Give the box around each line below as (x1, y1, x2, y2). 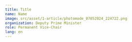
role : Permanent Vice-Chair (5, 25, 62, 30)
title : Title (5, 7, 32, 12)
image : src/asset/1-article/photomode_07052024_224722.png (5, 16, 128, 21)
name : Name (5, 12, 27, 16)
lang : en (5, 29, 23, 34)
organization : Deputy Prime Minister (5, 20, 82, 26)
